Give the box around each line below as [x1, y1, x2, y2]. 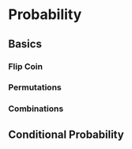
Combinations [8, 103, 64, 114]
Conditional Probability [8, 128, 124, 141]
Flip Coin [8, 61, 43, 72]
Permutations [8, 82, 62, 93]
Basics [8, 37, 42, 51]
